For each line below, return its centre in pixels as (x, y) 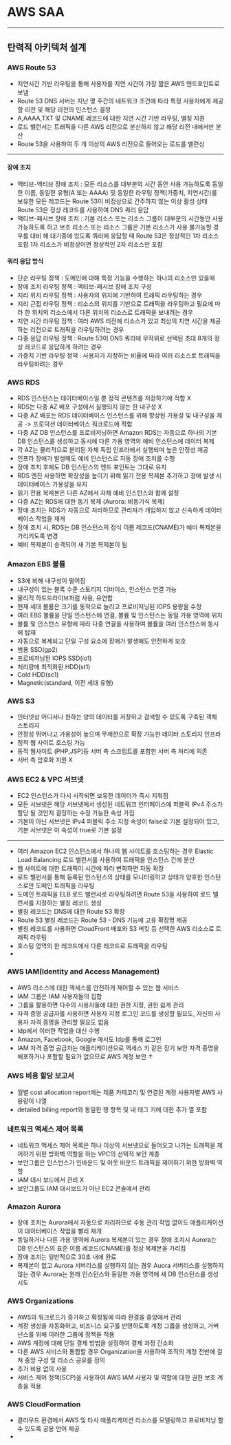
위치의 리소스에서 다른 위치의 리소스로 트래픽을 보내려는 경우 (113, 312)
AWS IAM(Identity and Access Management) (84, 972)
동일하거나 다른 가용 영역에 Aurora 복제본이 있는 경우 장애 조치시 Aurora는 (117, 1240)
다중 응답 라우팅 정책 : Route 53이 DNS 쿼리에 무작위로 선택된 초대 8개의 (115, 338)
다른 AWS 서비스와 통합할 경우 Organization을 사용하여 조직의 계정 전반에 (116, 1351)
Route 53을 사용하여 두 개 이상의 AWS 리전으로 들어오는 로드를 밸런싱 (111, 144)
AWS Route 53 (32, 68)
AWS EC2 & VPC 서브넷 (45, 779)
